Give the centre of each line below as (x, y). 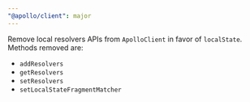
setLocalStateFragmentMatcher (71, 90)
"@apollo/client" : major (50, 16)
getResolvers (41, 72)
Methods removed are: (45, 47)
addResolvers (41, 64)
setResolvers (41, 81)
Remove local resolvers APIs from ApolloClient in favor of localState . (125, 39)
